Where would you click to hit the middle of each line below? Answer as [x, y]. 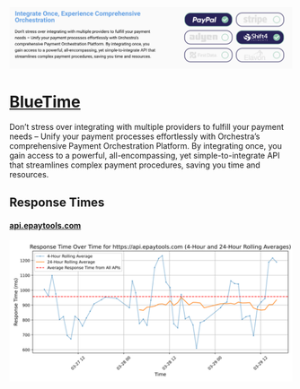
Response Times [57, 203]
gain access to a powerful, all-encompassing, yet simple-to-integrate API [145, 155]
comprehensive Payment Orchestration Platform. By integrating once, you [146, 145]
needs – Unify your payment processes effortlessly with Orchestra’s [135, 136]
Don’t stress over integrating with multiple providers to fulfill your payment [147, 126]
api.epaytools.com [45, 225]
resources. [29, 174]
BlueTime [45, 102]
